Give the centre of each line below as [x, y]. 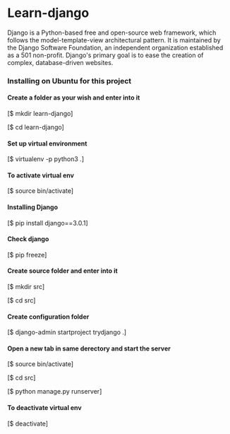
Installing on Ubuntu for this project [69, 81]
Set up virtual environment [47, 143]
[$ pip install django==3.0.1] [48, 223]
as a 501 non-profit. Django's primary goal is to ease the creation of [105, 55]
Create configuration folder [48, 317]
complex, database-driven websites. [60, 62]
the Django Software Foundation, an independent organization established [115, 47]
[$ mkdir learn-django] [40, 114]
